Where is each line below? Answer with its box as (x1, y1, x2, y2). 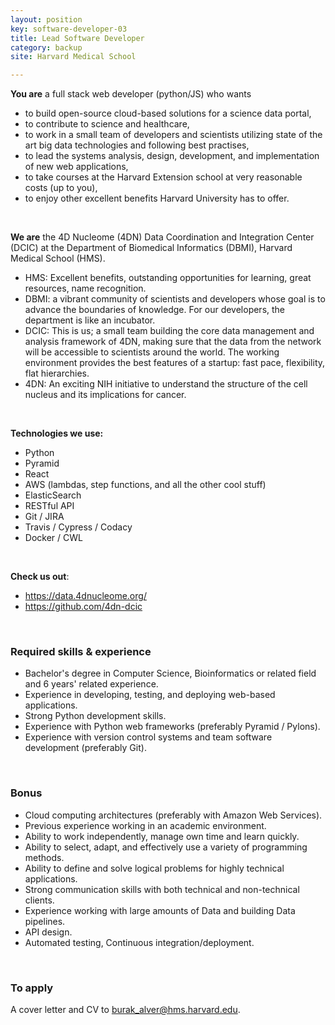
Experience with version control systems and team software (24, 731, 273, 743)
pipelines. (24, 915, 66, 927)
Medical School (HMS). (10, 252, 106, 265)
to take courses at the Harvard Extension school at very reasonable (24, 171, 303, 183)
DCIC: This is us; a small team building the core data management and (24, 325, 315, 337)
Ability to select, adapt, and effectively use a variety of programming (24, 841, 308, 853)
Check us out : (10, 571, 70, 583)
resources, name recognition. (24, 282, 147, 295)
